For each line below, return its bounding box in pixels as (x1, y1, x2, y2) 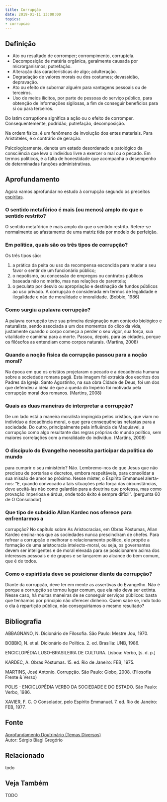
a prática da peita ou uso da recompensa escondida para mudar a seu (12, 262, 157, 268)
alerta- (145, 475, 159, 481)
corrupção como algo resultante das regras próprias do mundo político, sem (5, 430, 162, 436)
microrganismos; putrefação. (12, 63, 72, 70)
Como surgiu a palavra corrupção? (5, 306, 91, 313)
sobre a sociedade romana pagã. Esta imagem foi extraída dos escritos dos (5, 374, 160, 380)
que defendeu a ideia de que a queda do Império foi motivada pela (5, 385, 142, 391)
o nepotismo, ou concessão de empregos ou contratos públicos (12, 273, 144, 279)
